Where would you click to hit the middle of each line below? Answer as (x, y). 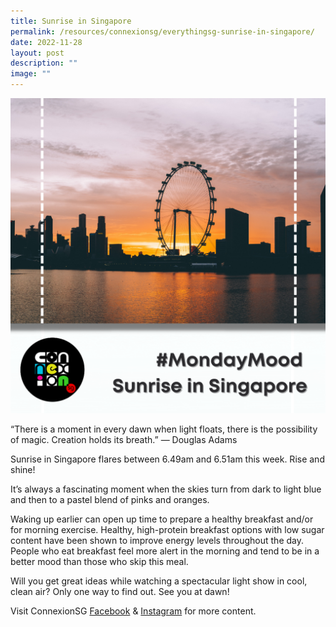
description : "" (44, 63)
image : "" (31, 74)
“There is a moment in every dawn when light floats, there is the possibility (164, 429)
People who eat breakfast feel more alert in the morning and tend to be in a (165, 551)
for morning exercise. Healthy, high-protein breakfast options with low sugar (167, 529)
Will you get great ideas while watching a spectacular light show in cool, (159, 581)
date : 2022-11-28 (46, 42)
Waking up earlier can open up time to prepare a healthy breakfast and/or (162, 519)
